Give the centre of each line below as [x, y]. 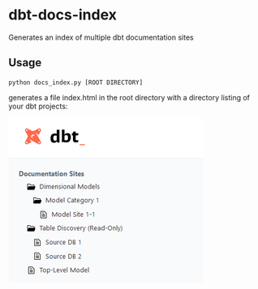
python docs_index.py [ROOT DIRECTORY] [76, 83]
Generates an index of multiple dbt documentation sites [101, 37]
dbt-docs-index [63, 15]
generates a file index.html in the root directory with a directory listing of [129, 97]
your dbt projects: [38, 106]
